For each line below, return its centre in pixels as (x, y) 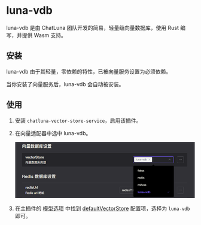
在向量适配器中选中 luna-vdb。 (53, 133)
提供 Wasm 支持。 (44, 35)
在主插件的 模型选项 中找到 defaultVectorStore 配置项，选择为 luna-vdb (102, 209)
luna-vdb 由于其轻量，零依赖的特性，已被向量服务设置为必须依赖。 (89, 71)
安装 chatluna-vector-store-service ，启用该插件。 (78, 120)
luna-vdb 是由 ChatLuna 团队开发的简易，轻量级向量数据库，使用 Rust (93, 28)
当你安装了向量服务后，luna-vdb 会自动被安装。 (65, 84)
